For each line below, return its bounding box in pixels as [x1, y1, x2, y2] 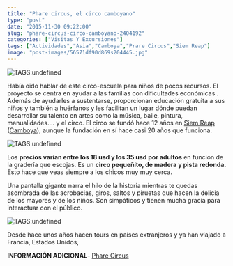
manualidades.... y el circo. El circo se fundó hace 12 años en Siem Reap [7, 118, 215, 127]
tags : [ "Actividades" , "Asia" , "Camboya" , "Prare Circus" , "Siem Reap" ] [7, 42, 211, 49]
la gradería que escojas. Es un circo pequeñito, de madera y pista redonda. [7, 160, 227, 169]
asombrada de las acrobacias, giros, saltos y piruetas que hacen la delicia [7, 189, 220, 197]
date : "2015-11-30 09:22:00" [7, 23, 92, 30]
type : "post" [7, 17, 45, 24]
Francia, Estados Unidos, [7, 237, 79, 246]
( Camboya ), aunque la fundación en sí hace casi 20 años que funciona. [7, 126, 213, 134]
